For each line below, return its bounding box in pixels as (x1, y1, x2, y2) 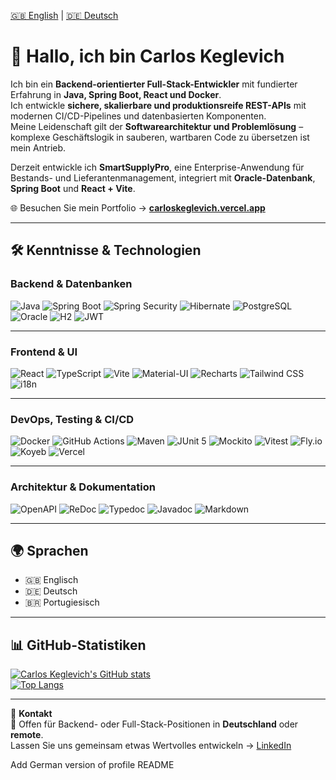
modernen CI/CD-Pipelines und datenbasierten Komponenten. (10, 110, 267, 122)
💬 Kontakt (10, 708, 53, 720)
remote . (10, 729, 44, 741)
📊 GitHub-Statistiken (10, 636, 147, 654)
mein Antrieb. (10, 141, 67, 154)
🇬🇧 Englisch (24, 574, 79, 586)
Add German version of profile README (10, 759, 175, 771)
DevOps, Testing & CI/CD (10, 412, 135, 426)
